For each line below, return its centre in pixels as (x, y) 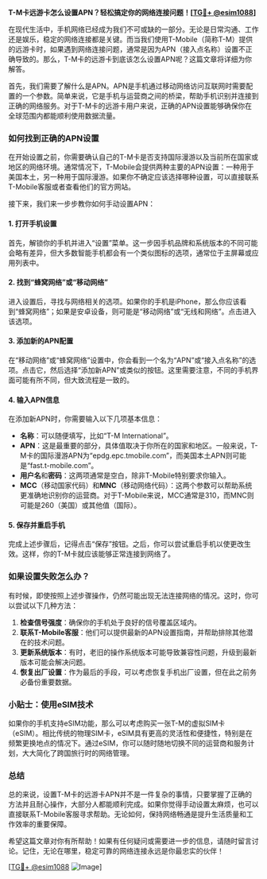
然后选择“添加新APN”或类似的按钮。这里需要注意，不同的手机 (151, 370)
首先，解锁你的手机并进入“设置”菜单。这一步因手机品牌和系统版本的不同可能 (133, 242)
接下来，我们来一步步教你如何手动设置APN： (82, 204)
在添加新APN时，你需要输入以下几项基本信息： (85, 419)
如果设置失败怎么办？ (49, 577)
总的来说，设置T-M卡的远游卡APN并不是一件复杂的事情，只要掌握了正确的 (130, 795)
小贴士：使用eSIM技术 (51, 704)
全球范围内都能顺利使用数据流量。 (64, 116)
